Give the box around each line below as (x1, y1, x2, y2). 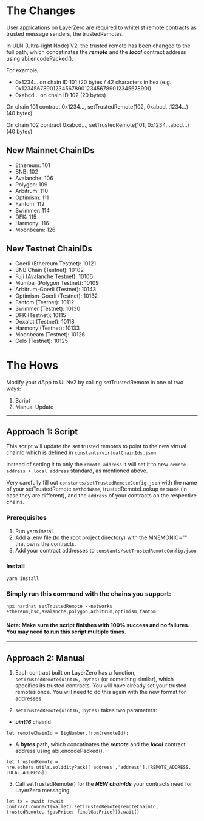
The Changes (6, 4, 76, 18)
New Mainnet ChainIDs (6, 145, 95, 155)
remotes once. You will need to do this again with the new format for (15, 689, 186, 696)
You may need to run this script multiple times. (6, 628, 126, 635)
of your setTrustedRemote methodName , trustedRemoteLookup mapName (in (6, 485, 187, 492)
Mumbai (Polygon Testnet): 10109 (15, 279, 99, 286)
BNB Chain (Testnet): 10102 (15, 266, 84, 273)
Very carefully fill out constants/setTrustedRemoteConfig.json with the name (6, 479, 197, 486)
